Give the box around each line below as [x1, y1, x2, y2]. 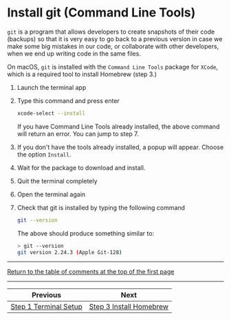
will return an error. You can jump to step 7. [16, 129, 139, 138]
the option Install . [16, 150, 71, 159]
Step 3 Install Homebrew [89, 302, 169, 312]
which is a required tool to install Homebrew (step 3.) [7, 70, 157, 78]
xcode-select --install [16, 110, 86, 117]
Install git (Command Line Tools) [7, 5, 196, 21]
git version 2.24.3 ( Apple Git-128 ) [16, 249, 122, 255]
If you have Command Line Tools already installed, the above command [16, 122, 220, 130]
